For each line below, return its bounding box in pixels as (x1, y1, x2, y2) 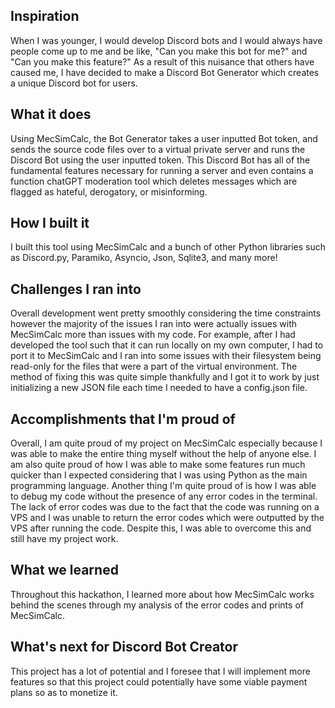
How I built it (10, 215, 90, 232)
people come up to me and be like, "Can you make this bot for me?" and (10, 45, 308, 57)
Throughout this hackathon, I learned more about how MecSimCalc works (10, 588, 315, 600)
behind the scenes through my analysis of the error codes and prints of (10, 599, 304, 611)
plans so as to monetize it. (10, 686, 118, 698)
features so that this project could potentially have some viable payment (10, 675, 308, 688)
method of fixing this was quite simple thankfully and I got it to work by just (10, 371, 320, 383)
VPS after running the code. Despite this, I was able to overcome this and (10, 522, 312, 534)
